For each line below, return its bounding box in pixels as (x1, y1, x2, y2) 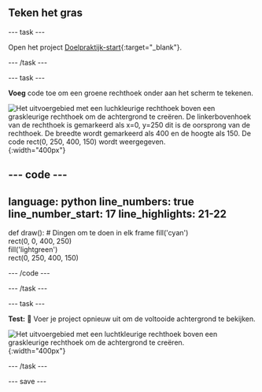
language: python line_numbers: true (8, 194, 194, 208)
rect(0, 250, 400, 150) (8, 253, 79, 263)
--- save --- (8, 377, 47, 386)
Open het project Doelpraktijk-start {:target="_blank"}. (8, 43, 183, 52)
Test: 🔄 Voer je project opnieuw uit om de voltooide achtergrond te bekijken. (8, 314, 256, 324)
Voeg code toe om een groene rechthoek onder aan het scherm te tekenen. (8, 88, 253, 98)
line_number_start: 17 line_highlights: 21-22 (8, 207, 227, 220)
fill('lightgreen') (8, 245, 58, 254)
